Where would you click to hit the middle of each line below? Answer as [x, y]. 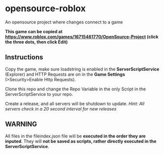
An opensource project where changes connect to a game [64, 22]
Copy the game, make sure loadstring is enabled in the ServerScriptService [82, 69]
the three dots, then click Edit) [36, 42]
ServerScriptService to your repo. [39, 94]
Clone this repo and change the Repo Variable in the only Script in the [76, 89]
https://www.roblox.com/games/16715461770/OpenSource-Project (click [82, 37]
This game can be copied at [34, 31]
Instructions [24, 57]
